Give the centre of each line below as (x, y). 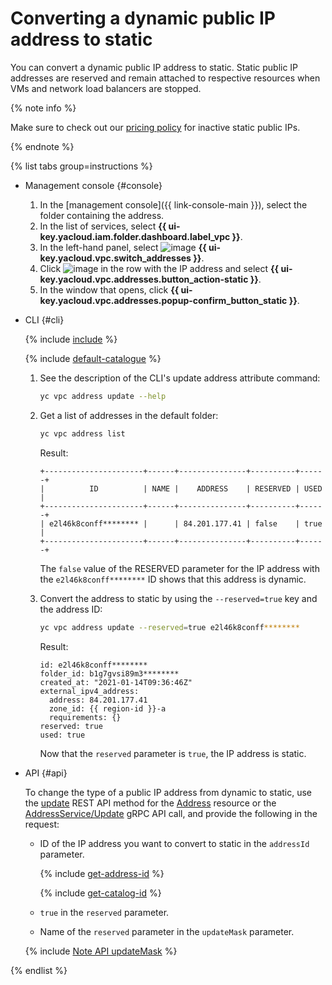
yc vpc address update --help (103, 396)
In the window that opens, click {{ (109, 289)
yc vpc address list (82, 433)
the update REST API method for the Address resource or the (150, 803)
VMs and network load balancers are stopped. (106, 88)
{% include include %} (71, 339)
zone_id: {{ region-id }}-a (107, 708)
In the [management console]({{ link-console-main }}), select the (173, 204)
